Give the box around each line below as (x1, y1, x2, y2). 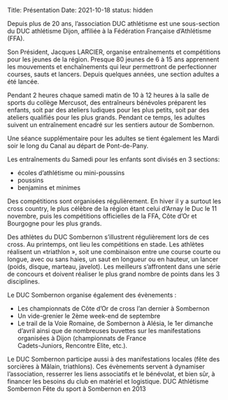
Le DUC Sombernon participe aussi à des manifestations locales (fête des (7, 355, 220, 363)
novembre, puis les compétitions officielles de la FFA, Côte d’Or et (7, 212, 197, 220)
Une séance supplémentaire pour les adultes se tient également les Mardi (7, 134, 220, 142)
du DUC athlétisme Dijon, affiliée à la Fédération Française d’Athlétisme (7, 27, 212, 35)
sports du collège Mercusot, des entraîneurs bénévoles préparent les (7, 98, 206, 107)
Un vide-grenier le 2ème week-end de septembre (17, 312, 161, 320)
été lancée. (7, 77, 40, 86)
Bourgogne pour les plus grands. (7, 219, 102, 228)
